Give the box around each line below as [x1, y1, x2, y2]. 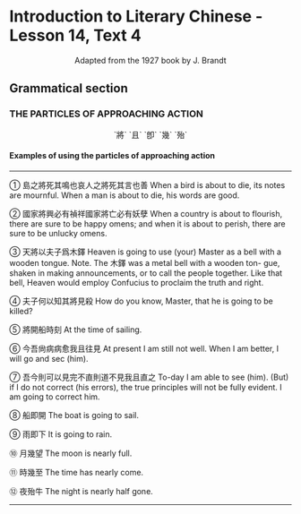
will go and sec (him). [9, 353, 89, 364]
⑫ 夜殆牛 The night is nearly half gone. [9, 485, 154, 496]
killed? [9, 305, 33, 316]
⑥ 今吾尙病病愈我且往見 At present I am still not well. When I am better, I [9, 343, 279, 354]
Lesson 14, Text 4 [9, 25, 142, 46]
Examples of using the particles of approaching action [9, 150, 216, 161]
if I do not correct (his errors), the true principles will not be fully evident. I [9, 381, 282, 392]
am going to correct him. [9, 391, 100, 402]
